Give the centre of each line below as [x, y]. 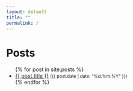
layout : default [26, 12]
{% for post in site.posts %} [49, 69]
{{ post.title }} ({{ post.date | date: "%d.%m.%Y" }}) [71, 76]
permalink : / [23, 23]
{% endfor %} [32, 83]
